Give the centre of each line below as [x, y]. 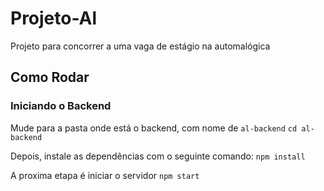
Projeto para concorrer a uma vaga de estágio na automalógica [140, 46]
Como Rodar [50, 77]
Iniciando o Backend [61, 106]
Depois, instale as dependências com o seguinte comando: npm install [158, 156]
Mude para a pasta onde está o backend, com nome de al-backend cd [154, 128]
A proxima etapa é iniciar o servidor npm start [105, 175]
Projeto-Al [54, 18]
